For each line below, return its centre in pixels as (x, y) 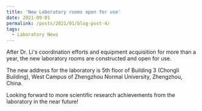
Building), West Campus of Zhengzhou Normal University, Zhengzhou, (94, 77)
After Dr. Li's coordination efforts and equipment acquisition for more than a (101, 52)
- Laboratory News (35, 35)
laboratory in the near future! (43, 102)
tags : (13, 29)
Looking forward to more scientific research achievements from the (91, 95)
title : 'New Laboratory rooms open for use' (64, 12)
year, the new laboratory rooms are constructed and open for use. (89, 59)
